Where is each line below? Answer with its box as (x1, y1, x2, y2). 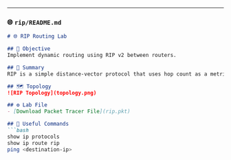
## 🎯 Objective (7, 45, 51, 52)
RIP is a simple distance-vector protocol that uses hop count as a (7, 70, 208, 78)
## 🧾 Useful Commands (7, 121, 69, 128)
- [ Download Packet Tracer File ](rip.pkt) (7, 108, 131, 115)
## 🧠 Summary (7, 64, 45, 71)
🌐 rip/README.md (7, 17, 62, 27)
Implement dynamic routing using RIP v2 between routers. (7, 52, 177, 59)
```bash (7, 127, 30, 134)
